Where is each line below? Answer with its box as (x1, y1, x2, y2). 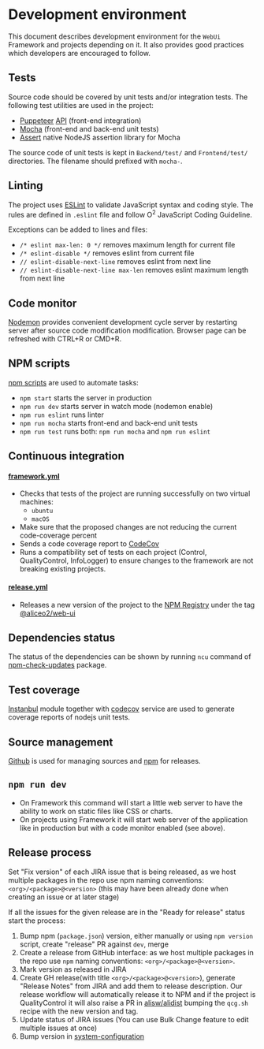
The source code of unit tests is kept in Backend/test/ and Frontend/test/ (8, 147, 248, 157)
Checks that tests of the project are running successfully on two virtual (19, 489, 251, 498)
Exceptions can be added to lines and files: (8, 225, 148, 234)
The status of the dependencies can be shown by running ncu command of (8, 652, 251, 661)
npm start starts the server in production (19, 392, 152, 403)
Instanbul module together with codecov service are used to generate (8, 704, 235, 714)
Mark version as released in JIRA (19, 964, 127, 974)
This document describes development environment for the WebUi (8, 32, 221, 41)
